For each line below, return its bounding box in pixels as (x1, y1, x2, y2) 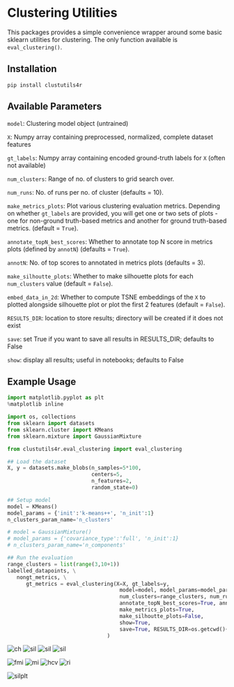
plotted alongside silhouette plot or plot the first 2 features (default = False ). (7, 300, 226, 309)
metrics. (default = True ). (7, 223, 79, 232)
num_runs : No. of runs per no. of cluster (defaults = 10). (7, 188, 164, 196)
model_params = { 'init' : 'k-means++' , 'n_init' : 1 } (7, 510, 155, 517)
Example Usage (7, 376, 77, 387)
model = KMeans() (7, 503, 58, 510)
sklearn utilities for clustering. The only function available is (7, 35, 178, 43)
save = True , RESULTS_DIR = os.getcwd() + (119, 626, 229, 633)
